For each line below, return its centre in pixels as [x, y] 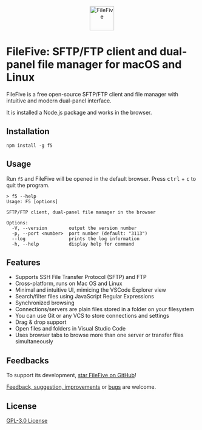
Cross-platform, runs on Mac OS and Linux [69, 284]
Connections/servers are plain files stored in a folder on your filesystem [105, 309]
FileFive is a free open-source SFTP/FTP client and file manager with [93, 94]
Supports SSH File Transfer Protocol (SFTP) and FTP [81, 277]
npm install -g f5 [29, 146]
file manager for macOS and [109, 65]
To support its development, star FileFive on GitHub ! [71, 375]
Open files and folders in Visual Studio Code [70, 329]
